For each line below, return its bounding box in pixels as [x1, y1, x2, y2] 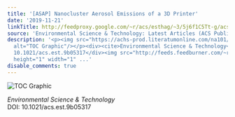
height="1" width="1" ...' [13, 56, 92, 63]
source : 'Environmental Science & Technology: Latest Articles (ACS [7, 29, 211, 37]
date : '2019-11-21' [7, 17, 64, 24]
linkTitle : [7, 23, 39, 30]
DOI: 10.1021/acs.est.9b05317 [7, 102, 92, 111]
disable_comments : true [7, 62, 77, 69]
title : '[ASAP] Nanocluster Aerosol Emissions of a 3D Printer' [7, 10, 199, 18]
